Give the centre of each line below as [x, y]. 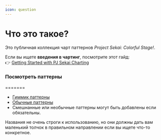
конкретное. [18, 132]
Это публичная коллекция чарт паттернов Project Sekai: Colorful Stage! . [80, 47]
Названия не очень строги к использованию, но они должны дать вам [79, 122]
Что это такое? [37, 34]
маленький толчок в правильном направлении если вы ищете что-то [78, 127]
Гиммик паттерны [31, 97]
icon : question [21, 10]
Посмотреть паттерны [34, 77]
